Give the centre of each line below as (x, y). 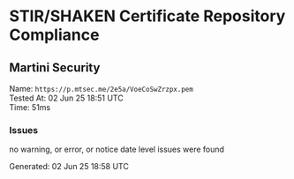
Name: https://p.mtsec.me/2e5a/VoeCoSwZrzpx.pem (102, 89)
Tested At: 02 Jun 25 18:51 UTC (66, 98)
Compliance (54, 35)
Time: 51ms (30, 107)
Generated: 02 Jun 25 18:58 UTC (69, 167)
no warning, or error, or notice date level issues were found (117, 149)
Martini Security (55, 67)
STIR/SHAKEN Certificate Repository (147, 16)
